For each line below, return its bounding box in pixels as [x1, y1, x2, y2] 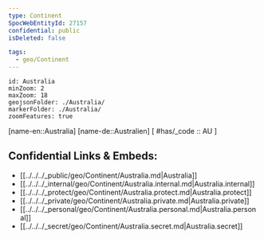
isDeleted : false [8, 33, 66, 42]
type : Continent [8, 11, 62, 20]
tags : [8, 49, 26, 57]
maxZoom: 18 [8, 92, 48, 100]
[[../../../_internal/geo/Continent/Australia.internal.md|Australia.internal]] [19, 178, 255, 188]
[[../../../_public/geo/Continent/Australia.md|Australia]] [19, 170, 198, 180]
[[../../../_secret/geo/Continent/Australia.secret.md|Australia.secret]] [19, 221, 243, 231]
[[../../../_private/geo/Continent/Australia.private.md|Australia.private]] [19, 196, 250, 206]
